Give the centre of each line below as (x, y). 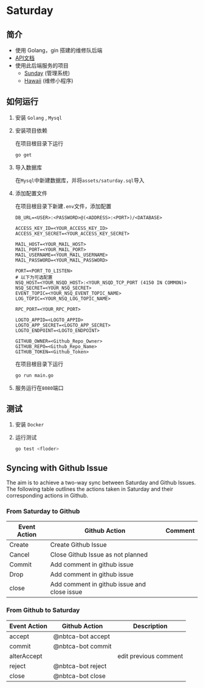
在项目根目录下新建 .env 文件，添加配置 (63, 206)
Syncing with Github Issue (57, 468)
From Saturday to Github (43, 511)
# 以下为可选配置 (34, 277)
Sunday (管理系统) (47, 73)
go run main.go (34, 375)
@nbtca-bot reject (80, 665)
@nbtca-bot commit (82, 646)
